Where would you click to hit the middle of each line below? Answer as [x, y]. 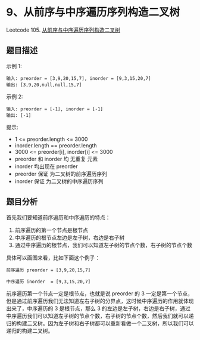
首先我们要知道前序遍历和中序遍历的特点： [58, 217]
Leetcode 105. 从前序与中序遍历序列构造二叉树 [63, 30]
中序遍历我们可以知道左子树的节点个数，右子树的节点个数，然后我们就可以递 [100, 316]
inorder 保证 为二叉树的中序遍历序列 [59, 181]
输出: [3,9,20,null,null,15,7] [44, 85]
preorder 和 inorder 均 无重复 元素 [56, 159]
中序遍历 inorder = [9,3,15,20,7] [49, 282]
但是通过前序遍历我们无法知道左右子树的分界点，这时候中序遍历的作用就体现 [100, 301]
